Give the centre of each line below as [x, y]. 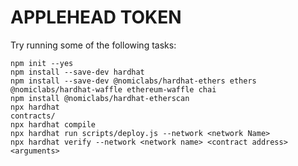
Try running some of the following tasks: [93, 45]
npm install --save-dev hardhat [77, 72]
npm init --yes [42, 63]
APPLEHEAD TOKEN [96, 17]
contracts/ [33, 116]
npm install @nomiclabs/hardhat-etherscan [100, 98]
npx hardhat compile [53, 124]
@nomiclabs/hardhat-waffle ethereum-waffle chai [113, 89]
